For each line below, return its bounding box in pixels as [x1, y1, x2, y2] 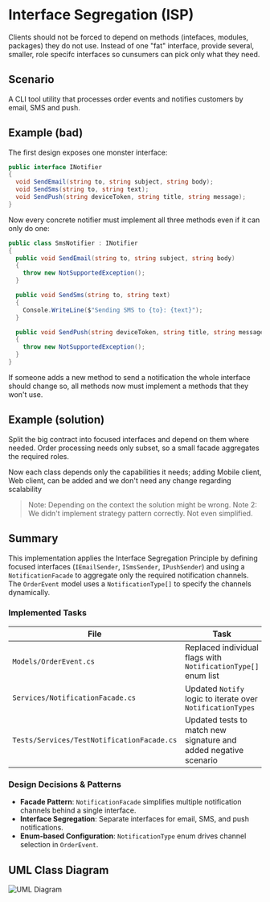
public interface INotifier [8, 163, 103, 171]
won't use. [8, 389, 43, 399]
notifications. [19, 823, 64, 833]
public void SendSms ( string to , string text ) [15, 292, 171, 300]
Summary [8, 532, 59, 545]
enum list [184, 670, 219, 681]
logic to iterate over [184, 693, 259, 704]
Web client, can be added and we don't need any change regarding [8, 475, 231, 485]
